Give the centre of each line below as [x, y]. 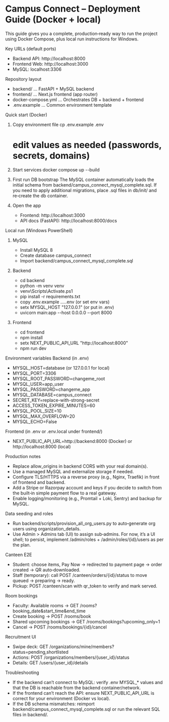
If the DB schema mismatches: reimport [54, 704]
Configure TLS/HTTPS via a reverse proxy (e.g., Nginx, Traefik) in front [86, 477]
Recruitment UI [21, 637]
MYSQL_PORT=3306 [34, 373]
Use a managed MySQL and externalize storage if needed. [73, 471]
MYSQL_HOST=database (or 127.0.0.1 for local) [61, 368]
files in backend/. [30, 714]
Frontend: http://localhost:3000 [53, 215]
